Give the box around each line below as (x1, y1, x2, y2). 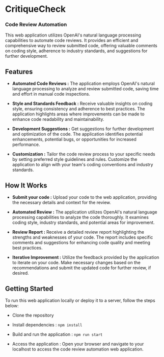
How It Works (5, 181, 48, 189)
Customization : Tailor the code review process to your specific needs (12, 151, 156, 157)
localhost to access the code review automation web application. (12, 346, 144, 352)
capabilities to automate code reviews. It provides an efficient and (5, 37, 138, 43)
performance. (12, 142, 40, 147)
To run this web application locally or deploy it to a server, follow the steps (5, 297, 156, 303)
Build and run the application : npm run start (12, 331, 103, 337)
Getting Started (5, 285, 54, 293)
